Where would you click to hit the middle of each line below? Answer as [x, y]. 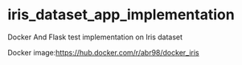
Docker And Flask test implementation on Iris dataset [95, 37]
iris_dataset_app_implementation [121, 15]
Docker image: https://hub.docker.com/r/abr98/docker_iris [103, 52]
